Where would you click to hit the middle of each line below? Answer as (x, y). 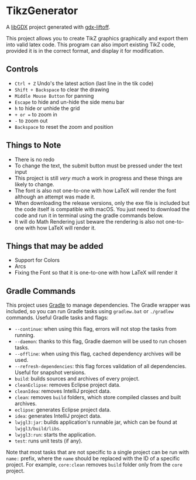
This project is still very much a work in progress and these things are (98, 178)
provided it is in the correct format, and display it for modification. (85, 50)
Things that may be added (55, 246)
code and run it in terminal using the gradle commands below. (89, 215)
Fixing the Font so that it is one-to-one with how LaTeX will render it (96, 273)
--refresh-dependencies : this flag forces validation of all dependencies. (100, 366)
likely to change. (34, 184)
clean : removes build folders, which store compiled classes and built (98, 397)
